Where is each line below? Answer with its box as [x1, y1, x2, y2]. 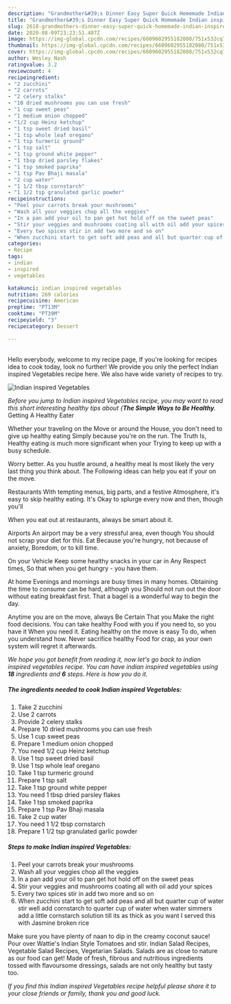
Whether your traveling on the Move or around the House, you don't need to [8, 424, 223, 433]
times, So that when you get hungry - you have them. [8, 564, 158, 572]
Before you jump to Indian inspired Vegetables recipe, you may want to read [8, 396, 223, 404]
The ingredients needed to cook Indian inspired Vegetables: [8, 686, 182, 694]
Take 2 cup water [17, 812, 67, 820]
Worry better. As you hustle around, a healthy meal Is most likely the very [8, 459, 215, 468]
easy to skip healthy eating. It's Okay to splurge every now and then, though [8, 494, 223, 503]
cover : [8, 49, 27, 56]
